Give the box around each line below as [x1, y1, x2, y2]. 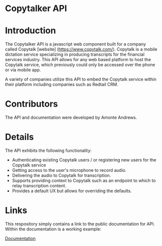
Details [5, 131, 34, 143]
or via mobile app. [5, 67, 41, 73]
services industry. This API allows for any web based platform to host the [5, 57, 151, 63]
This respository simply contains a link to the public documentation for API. [5, 221, 155, 227]
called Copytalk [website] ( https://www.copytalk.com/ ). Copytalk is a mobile [5, 47, 158, 52]
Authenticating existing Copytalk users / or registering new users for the [12, 157, 157, 163]
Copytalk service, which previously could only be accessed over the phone [5, 62, 155, 68]
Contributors [5, 98, 58, 110]
